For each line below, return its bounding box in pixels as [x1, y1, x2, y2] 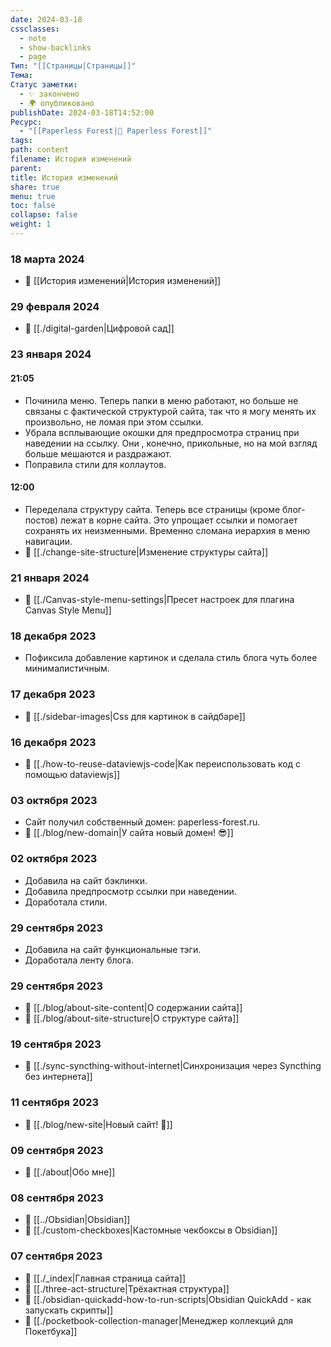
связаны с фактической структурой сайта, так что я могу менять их [24, 405, 317, 417]
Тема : [10, 71, 33, 81]
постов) [24, 514, 59, 526]
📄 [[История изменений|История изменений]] [24, 275, 222, 287]
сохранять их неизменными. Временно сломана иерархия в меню [24, 524, 311, 536]
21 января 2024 [10, 571, 90, 585]
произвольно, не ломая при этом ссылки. [24, 416, 204, 428]
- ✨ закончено [19, 89, 80, 99]
